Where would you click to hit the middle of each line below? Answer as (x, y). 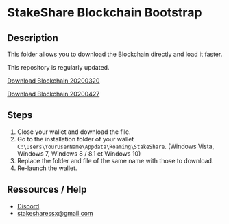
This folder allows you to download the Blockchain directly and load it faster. (115, 54)
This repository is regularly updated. (58, 67)
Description (33, 38)
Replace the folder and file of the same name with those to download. (115, 160)
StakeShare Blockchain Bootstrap (105, 13)
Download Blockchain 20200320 (53, 81)
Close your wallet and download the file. (74, 132)
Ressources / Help (47, 190)
